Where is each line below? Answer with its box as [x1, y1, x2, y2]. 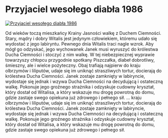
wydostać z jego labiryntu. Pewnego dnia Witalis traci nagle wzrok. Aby [5, 40, 154, 47]
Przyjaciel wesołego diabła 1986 [5, 4, 143, 15]
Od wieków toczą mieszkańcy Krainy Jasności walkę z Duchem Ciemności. [5, 30, 161, 36]
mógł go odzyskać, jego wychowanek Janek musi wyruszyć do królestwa [5, 46, 158, 52]
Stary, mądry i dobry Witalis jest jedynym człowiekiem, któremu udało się [5, 35, 157, 41]
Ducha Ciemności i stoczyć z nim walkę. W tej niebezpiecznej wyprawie [5, 52, 155, 58]
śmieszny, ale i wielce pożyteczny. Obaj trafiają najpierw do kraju [5, 62, 141, 68]
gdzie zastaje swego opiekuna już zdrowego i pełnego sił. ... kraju [5, 95, 142, 101]
